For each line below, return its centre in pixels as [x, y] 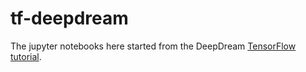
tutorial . [26, 56]
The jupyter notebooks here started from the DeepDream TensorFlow [153, 46]
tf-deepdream [69, 18]
